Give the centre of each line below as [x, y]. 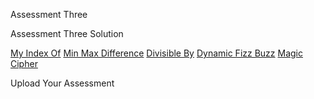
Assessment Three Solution [67, 33]
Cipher [24, 63]
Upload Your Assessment [62, 83]
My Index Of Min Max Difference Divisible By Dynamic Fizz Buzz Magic [156, 53]
